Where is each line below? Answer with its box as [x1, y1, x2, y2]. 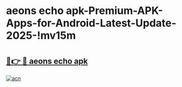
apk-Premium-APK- [66, 4, 163, 18]
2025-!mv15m [6, 29, 76, 42]
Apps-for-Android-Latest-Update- [6, 16, 177, 30]
